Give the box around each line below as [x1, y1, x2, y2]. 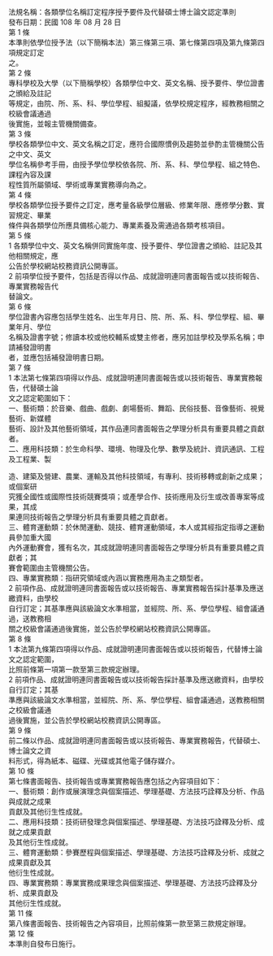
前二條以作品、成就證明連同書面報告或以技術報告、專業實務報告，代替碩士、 [8, 736, 265, 745]
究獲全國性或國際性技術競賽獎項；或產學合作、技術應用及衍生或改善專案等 [8, 492, 258, 502]
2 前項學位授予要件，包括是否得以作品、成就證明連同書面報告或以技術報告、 [8, 272, 264, 280]
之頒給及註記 [8, 89, 51, 98]
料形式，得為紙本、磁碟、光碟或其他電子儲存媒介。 [8, 756, 180, 766]
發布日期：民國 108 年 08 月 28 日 [8, 17, 122, 27]
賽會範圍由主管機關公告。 [8, 563, 94, 572]
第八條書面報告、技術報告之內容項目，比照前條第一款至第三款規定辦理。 [8, 919, 250, 928]
